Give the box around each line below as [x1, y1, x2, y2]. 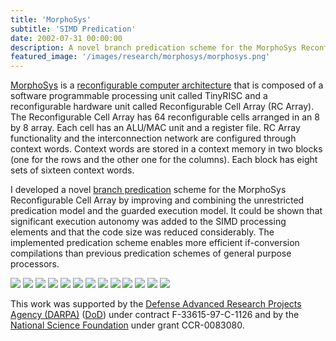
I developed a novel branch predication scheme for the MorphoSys [10, 184, 287, 196]
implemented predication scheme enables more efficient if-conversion [10, 237, 300, 249]
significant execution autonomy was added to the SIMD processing [10, 216, 287, 228]
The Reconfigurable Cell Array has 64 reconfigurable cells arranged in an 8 [10, 111, 320, 123]
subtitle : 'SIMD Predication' [10, 24, 137, 34]
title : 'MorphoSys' [10, 14, 92, 25]
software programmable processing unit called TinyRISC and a [10, 90, 268, 102]
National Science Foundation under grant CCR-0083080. [10, 319, 245, 331]
